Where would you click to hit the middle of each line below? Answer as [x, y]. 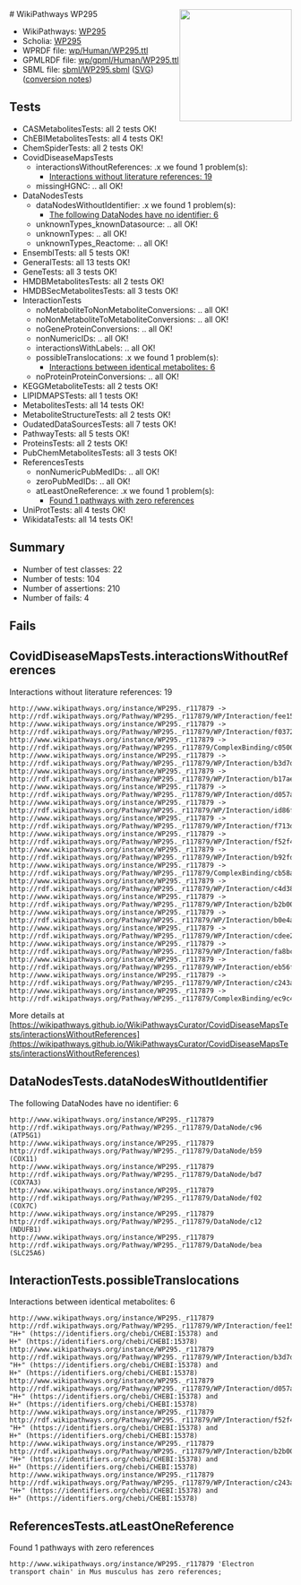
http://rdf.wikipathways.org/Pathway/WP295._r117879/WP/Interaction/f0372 [152, 732]
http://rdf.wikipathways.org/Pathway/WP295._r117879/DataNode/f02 [136, 1198]
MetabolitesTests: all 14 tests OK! [83, 405]
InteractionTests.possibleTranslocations [125, 1281]
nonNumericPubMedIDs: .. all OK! [97, 472]
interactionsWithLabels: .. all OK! [95, 348]
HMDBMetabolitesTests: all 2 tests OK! [93, 281]
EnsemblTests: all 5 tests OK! [76, 252]
